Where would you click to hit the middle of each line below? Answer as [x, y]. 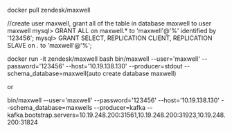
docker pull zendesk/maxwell [49, 10]
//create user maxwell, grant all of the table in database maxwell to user [109, 23]
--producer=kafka [120, 107]
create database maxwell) [140, 73]
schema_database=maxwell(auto [54, 73]
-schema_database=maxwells [50, 107]
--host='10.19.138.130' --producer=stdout [124, 66]
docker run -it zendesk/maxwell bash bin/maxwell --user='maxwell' [104, 59]
